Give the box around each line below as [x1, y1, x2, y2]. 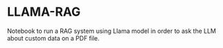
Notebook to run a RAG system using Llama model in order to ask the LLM [7, 27, 216, 35]
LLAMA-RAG [7, 4, 81, 20]
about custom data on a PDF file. [7, 34, 100, 42]
